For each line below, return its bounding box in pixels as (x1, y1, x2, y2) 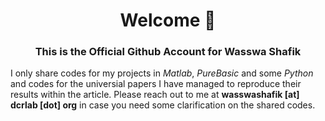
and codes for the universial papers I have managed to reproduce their (10, 78, 302, 90)
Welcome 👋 (119, 9, 217, 32)
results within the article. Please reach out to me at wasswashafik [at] (10, 89, 300, 101)
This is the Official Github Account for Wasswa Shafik (34, 45, 302, 59)
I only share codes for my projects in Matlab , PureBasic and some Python (10, 67, 314, 79)
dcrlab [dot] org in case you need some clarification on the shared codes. (10, 99, 316, 111)
